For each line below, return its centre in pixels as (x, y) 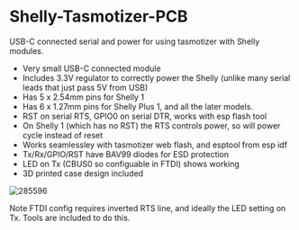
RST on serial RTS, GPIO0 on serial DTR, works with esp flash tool (145, 116)
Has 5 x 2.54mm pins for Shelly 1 (83, 97)
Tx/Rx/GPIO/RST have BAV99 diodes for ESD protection (126, 154)
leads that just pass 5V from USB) (85, 87)
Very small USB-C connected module (91, 68)
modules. (27, 50)
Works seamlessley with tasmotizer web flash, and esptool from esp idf (155, 145)
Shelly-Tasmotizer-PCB (99, 17)
